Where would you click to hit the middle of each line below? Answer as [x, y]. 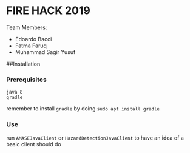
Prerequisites [26, 80]
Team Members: [27, 27]
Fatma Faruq [31, 46]
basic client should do [34, 144]
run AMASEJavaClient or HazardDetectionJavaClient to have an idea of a [95, 138]
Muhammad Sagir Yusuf [45, 52]
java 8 [15, 92]
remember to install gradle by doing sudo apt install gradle [83, 109]
